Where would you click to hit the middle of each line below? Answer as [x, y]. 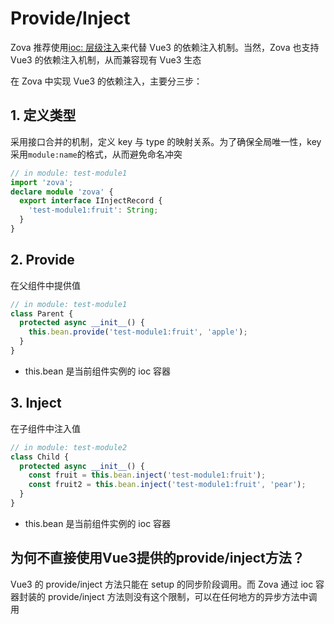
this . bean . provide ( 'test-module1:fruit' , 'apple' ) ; [138, 332]
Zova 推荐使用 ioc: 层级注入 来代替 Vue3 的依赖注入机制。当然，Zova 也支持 [165, 47]
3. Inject [36, 403]
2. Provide [42, 260]
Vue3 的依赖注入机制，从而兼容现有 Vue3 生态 [106, 59]
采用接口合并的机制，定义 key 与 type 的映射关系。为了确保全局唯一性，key [166, 141]
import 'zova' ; [42, 182]
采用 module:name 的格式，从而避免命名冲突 [96, 154]
